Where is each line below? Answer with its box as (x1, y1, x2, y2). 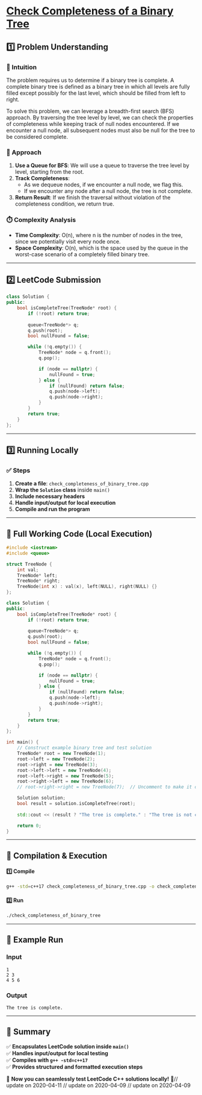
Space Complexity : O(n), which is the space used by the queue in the (14, 244, 188, 251)
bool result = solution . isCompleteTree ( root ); (17, 801, 136, 807)
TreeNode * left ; (17, 572, 58, 578)
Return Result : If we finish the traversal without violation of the (14, 194, 171, 201)
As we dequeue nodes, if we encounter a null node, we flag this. (23, 181, 183, 188)
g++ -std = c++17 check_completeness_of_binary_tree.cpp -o (6, 883, 155, 889)
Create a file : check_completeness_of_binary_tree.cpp (14, 480, 149, 487)
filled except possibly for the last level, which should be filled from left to (6, 89, 186, 96)
